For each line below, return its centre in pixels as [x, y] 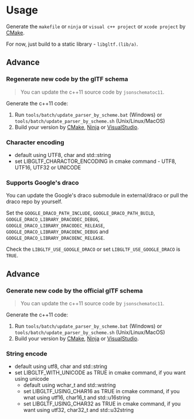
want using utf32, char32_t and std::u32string [79, 410]
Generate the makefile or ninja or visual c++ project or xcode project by [96, 26]
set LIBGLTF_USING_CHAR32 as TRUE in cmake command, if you [102, 404]
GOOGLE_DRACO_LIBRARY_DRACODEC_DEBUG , [53, 219]
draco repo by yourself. [34, 202]
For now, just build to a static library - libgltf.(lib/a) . [72, 44]
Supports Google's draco [42, 182]
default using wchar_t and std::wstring [69, 385]
